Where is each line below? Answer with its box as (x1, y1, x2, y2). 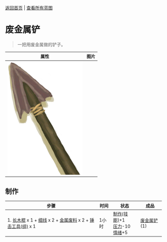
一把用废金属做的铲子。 (17, 41, 66, 47)
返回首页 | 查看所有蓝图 (5, 5, 53, 10)
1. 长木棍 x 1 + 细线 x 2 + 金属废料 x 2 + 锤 (7, 217, 94, 223)
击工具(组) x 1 (7, 223, 36, 229)
